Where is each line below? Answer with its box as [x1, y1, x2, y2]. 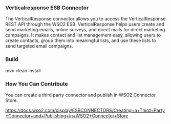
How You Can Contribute [5, 80, 68, 87]
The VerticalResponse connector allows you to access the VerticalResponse [5, 16, 166, 22]
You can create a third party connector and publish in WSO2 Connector [5, 92, 156, 98]
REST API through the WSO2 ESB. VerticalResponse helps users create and [5, 21, 165, 27]
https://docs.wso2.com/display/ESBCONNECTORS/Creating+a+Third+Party [5, 107, 165, 113]
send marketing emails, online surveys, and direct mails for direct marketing [5, 27, 165, 33]
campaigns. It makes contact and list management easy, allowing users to [5, 32, 161, 38]
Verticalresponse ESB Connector [5, 4, 89, 11]
